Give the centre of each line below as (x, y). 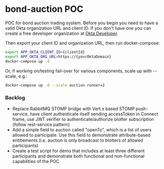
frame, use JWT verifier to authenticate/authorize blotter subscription (83, 119)
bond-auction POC (44, 9)
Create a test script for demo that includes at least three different (78, 151)
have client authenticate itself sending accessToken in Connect (94, 114)
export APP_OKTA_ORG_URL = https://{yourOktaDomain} (58, 56)
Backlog (15, 98)
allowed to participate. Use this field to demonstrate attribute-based (81, 135)
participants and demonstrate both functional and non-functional (78, 156)
